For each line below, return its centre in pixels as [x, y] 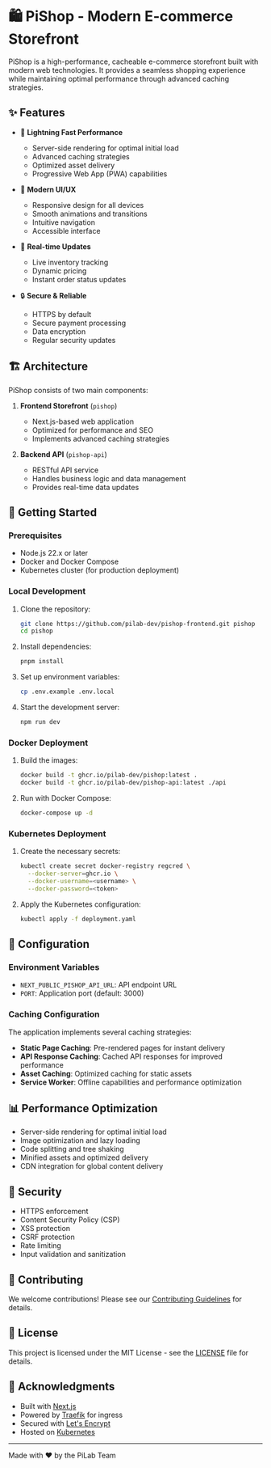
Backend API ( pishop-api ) [63, 454]
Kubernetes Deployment [57, 833]
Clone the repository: [55, 609]
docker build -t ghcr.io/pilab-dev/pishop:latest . [108, 775]
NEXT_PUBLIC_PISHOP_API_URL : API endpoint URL [98, 985]
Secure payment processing [79, 323]
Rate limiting [41, 1246]
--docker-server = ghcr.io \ [73, 874]
